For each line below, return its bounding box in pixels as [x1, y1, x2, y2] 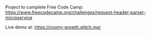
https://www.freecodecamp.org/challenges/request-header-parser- [5, 9, 146, 15]
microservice [5, 15, 33, 20]
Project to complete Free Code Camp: [5, 4, 84, 10]
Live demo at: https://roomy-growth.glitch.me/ [5, 24, 101, 30]
